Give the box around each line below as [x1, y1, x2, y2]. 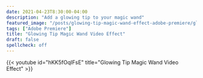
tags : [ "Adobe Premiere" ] [6, 25, 71, 32]
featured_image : [6, 20, 47, 26]
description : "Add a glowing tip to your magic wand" [6, 14, 145, 20]
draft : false [6, 37, 39, 43]
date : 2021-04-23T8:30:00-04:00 [6, 8, 88, 15]
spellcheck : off [6, 43, 47, 49]
